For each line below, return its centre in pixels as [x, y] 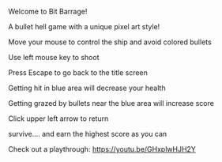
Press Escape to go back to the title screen [78, 73]
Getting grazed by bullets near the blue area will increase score [111, 103]
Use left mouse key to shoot [54, 57]
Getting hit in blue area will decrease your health [87, 88]
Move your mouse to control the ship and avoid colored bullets [110, 42]
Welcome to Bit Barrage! [48, 11]
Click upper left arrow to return [58, 119]
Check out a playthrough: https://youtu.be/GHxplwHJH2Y [102, 149]
